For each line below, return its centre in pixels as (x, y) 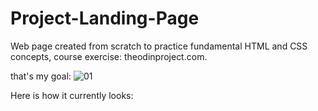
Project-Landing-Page (105, 18)
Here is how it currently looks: (72, 95)
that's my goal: (41, 76)
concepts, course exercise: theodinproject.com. (109, 56)
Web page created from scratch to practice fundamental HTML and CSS (159, 46)
